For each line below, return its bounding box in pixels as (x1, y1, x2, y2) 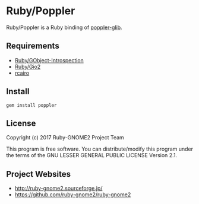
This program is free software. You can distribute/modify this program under (6, 145, 194, 152)
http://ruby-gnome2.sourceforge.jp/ (14, 185, 103, 192)
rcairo (14, 69, 30, 76)
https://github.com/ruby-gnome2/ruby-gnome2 (14, 191, 131, 198)
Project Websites (6, 169, 71, 179)
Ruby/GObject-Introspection (14, 56, 84, 63)
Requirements (6, 41, 59, 51)
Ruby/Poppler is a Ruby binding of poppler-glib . (6, 24, 123, 31)
